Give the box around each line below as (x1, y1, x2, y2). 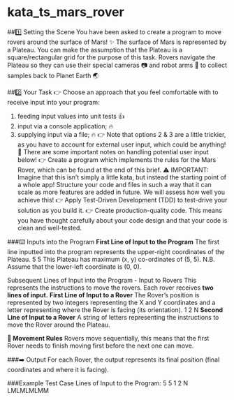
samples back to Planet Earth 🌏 (7, 71, 99, 80)
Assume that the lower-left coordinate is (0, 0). (7, 262, 142, 271)
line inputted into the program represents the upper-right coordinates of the (7, 247, 225, 255)
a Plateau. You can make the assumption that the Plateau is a (7, 45, 183, 54)
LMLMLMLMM (7, 386, 49, 394)
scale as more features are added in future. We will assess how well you (17, 188, 226, 196)
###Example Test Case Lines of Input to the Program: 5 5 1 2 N (7, 378, 189, 387)
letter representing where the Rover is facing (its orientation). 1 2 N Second (7, 305, 224, 314)
